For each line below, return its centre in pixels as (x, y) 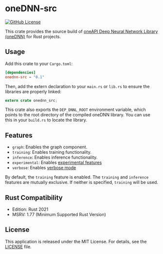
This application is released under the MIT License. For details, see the (76, 241)
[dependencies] (20, 73)
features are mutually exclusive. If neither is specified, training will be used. (81, 182)
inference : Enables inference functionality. (55, 157)
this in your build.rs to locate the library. (46, 120)
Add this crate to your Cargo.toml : (39, 63)
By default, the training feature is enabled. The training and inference (77, 177)
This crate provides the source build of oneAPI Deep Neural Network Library (81, 31)
